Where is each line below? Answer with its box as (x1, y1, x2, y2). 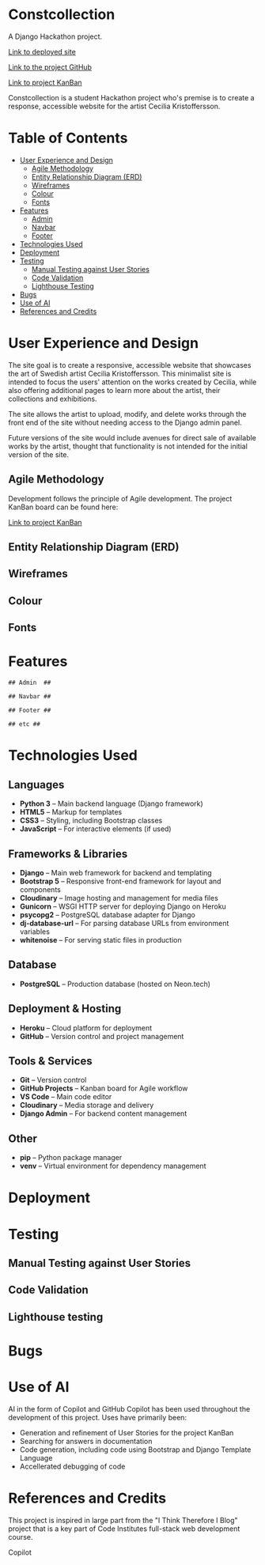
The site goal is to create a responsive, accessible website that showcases (8, 360, 252, 369)
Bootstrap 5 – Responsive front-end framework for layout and (19, 876, 221, 886)
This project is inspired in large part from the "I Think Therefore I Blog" (8, 1515, 239, 1525)
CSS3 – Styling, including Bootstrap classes (19, 816, 163, 826)
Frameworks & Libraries (8, 847, 128, 860)
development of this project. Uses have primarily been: (8, 1412, 187, 1422)
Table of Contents (8, 129, 128, 147)
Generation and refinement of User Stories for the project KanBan (19, 1427, 234, 1437)
